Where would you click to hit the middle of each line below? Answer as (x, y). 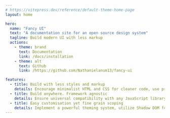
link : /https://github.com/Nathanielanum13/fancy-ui (75, 71)
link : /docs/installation (46, 56)
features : (16, 80)
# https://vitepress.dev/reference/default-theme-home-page (70, 10)
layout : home (19, 15)
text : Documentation (40, 52)
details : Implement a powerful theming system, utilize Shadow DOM (87, 108)
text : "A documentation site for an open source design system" (79, 33)
